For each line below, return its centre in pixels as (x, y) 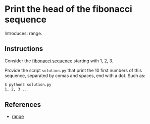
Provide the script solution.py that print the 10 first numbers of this (73, 70)
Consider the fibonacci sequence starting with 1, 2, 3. (59, 61)
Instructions (24, 49)
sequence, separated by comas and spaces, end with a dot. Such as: (75, 76)
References (23, 104)
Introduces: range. (24, 33)
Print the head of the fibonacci (68, 9)
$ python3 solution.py (28, 84)
